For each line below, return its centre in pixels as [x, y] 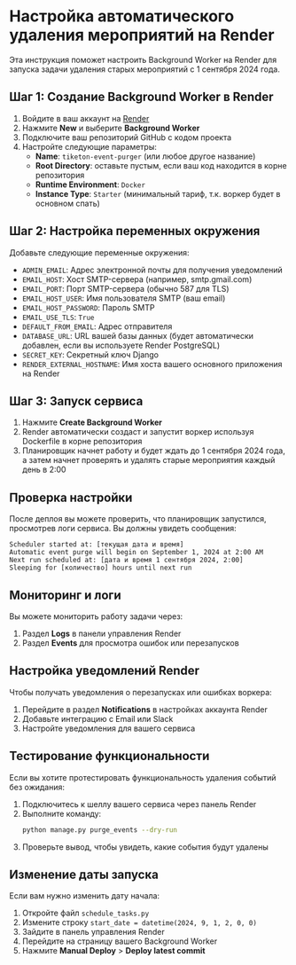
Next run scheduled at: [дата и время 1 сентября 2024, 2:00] [126, 561]
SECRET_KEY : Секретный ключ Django [90, 354]
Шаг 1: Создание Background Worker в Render [141, 97]
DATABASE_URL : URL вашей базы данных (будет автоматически [138, 335]
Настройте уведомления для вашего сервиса [109, 728]
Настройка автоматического [122, 16]
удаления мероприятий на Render [142, 35]
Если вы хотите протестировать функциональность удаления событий [143, 777]
